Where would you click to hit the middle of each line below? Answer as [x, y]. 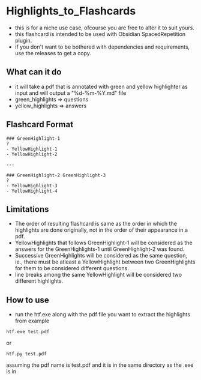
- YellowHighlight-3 [32, 185]
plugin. [23, 40]
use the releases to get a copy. [53, 53]
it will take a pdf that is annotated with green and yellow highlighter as [101, 86]
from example [32, 321]
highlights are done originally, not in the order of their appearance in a [101, 230]
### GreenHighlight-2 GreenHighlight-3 [56, 175]
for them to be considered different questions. [72, 268]
